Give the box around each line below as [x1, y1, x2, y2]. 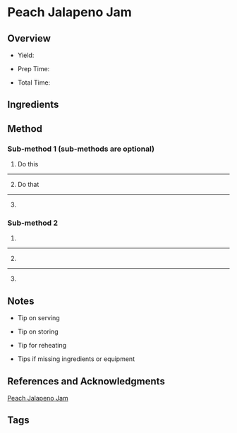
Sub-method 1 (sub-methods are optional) [7, 144, 155, 154]
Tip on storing [17, 327, 59, 336]
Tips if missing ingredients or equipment [17, 355, 135, 363]
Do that [17, 181, 39, 189]
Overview [7, 32, 51, 44]
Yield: [17, 51, 35, 59]
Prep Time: [17, 65, 50, 73]
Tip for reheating [17, 341, 67, 350]
